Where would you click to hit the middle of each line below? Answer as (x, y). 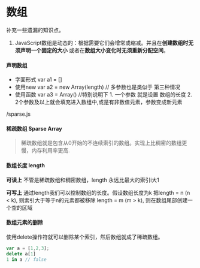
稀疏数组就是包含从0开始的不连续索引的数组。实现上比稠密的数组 (101, 143)
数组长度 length (25, 165)
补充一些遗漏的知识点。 (35, 30)
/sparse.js (19, 114)
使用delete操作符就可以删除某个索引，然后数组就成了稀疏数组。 (85, 237)
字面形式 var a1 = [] (38, 80)
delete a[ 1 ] (21, 254)
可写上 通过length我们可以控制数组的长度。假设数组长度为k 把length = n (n (98, 192)
